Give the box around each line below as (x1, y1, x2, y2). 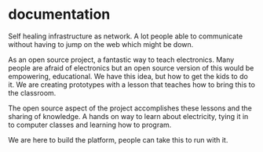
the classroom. (8, 88, 57, 97)
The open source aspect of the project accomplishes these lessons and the (8, 103, 253, 113)
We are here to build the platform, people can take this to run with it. (8, 135, 228, 144)
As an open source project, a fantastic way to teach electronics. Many (8, 55, 235, 64)
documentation (8, 5, 111, 24)
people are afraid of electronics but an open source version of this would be (8, 63, 254, 72)
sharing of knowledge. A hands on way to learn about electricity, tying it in (8, 111, 249, 121)
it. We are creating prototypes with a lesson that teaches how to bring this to (8, 80, 255, 89)
